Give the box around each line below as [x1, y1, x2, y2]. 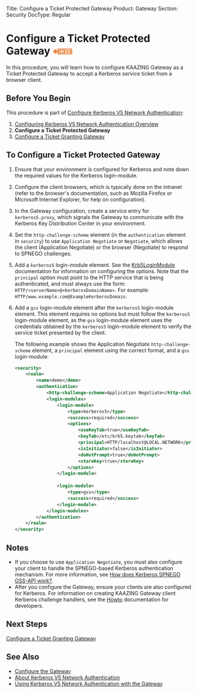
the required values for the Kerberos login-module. [14, 172, 138, 179]
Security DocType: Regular [6, 11, 71, 18]
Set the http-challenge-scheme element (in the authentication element [14, 231, 186, 238]
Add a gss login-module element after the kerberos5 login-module [14, 304, 174, 311]
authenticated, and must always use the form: [14, 280, 126, 287]
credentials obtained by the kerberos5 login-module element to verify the [14, 323, 192, 330]
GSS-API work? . [14, 577, 54, 584]
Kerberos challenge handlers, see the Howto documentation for [14, 596, 169, 603]
